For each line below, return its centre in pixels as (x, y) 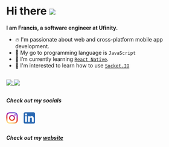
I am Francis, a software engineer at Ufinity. (62, 28)
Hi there (27, 11)
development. (32, 46)
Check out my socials (34, 100)
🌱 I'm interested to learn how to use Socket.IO (72, 65)
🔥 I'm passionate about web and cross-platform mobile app (89, 39)
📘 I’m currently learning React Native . (62, 59)
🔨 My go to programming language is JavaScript (75, 52)
